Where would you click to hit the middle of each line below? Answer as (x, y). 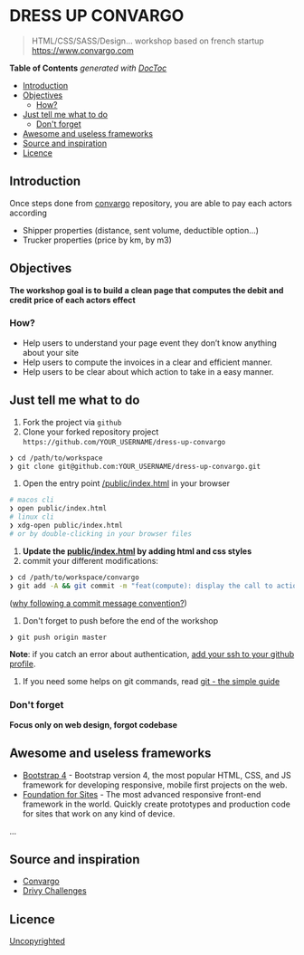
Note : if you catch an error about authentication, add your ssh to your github (152, 654)
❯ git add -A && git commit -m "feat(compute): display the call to (141, 586)
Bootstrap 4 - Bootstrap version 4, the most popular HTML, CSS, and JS (157, 775)
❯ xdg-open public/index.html (66, 526)
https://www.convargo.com (82, 50)
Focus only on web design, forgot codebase (94, 724)
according (28, 213)
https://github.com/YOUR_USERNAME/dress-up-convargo (124, 442)
